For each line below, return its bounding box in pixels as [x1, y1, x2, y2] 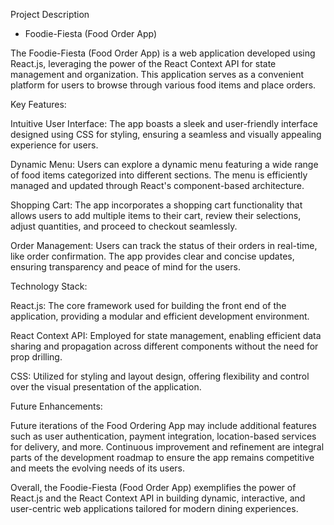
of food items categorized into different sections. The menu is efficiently [10, 169, 308, 181]
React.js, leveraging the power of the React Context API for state [10, 58, 277, 69]
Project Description [10, 9, 90, 20]
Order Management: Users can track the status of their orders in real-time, [10, 240, 318, 251]
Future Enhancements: [10, 400, 103, 412]
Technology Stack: [10, 280, 88, 292]
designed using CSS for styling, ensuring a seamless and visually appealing [10, 129, 322, 140]
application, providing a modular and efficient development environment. [10, 310, 310, 322]
